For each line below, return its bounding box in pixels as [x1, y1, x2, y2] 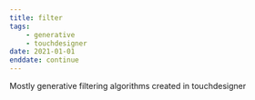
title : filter [9, 13, 64, 23]
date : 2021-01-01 [9, 47, 76, 56]
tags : [9, 22, 30, 31]
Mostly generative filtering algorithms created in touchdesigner [9, 81, 247, 91]
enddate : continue [9, 55, 79, 65]
